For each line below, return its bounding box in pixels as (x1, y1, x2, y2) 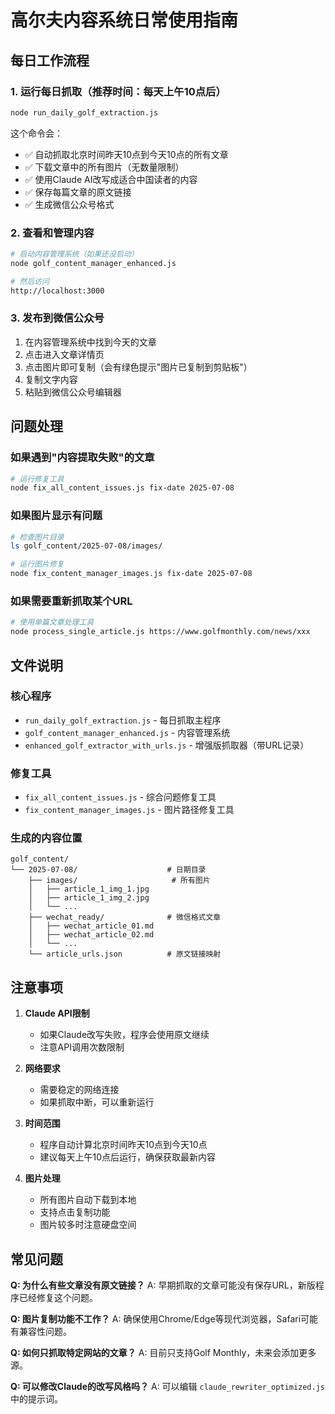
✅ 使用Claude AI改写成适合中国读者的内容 (24, 173, 198, 185)
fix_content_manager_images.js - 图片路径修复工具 (24, 804, 235, 816)
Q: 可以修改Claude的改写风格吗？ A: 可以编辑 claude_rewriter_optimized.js (10, 1381, 325, 1393)
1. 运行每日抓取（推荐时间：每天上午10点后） (10, 84, 227, 98)
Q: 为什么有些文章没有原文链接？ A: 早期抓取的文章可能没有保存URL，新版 (10, 1279, 316, 1291)
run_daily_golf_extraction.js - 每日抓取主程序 (24, 714, 222, 726)
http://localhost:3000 (10, 286, 105, 296)
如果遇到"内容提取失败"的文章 (10, 451, 155, 465)
